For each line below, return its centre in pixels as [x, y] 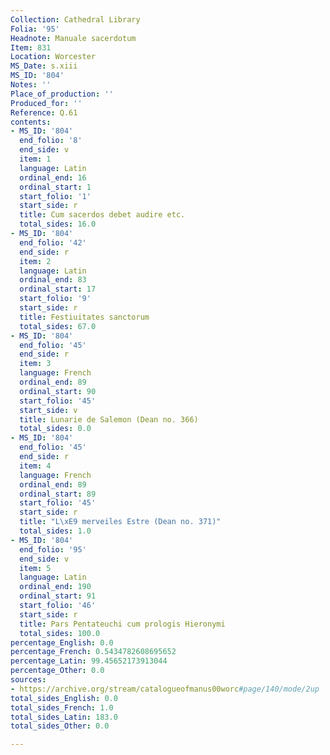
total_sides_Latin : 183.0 [64, 717]
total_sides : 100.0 [60, 633]
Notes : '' [31, 85]
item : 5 [35, 568]
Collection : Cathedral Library [75, 19]
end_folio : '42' [53, 242]
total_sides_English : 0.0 [64, 698]
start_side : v [48, 410]
